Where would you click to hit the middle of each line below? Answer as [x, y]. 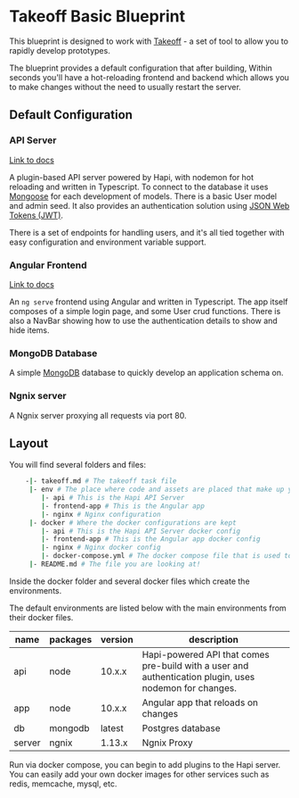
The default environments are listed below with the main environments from [148, 608]
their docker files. [41, 617]
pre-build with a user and [195, 665]
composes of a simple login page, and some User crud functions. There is [145, 311]
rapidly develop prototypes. [60, 50]
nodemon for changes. [190, 687]
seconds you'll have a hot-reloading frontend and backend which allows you [149, 77]
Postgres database [181, 727]
